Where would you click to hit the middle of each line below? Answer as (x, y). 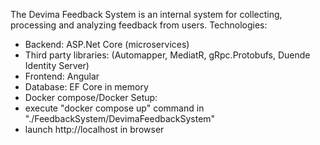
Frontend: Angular (62, 76)
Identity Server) (57, 65)
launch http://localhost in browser (94, 129)
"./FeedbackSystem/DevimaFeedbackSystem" (120, 118)
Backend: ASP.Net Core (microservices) (107, 44)
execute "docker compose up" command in (114, 108)
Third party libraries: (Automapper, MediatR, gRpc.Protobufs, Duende (167, 55)
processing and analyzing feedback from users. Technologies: (139, 25)
